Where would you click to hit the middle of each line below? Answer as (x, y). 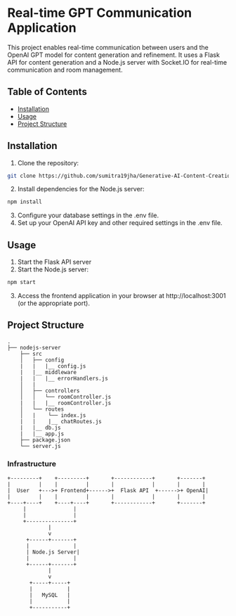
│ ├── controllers (50, 391)
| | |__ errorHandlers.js (64, 378)
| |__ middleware (48, 372)
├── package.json (45, 440)
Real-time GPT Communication (100, 13)
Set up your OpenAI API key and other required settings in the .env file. (120, 223)
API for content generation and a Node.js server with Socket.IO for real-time (117, 62)
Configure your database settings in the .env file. (88, 215)
